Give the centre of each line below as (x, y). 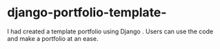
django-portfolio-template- (87, 13)
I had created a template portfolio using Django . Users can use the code (110, 31)
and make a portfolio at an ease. (53, 38)
